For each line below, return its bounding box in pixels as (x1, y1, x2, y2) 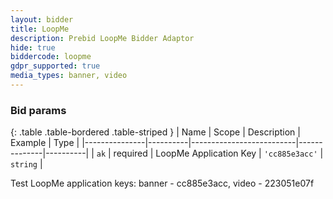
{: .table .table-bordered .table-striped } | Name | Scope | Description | (10, 126, 301, 138)
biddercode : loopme (10, 52, 92, 62)
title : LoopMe (10, 24, 70, 34)
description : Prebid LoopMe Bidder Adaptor (10, 33, 195, 43)
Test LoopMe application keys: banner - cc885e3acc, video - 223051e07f (10, 177, 315, 190)
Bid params (10, 103, 67, 117)
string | (10, 158, 43, 170)
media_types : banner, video (10, 71, 128, 81)
